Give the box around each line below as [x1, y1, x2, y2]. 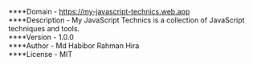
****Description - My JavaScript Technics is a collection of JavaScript [8, 15, 245, 25]
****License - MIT [8, 50, 73, 59]
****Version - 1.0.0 [8, 32, 75, 42]
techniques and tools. [8, 24, 80, 33]
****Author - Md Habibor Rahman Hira [8, 41, 140, 51]
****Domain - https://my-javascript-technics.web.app [8, 7, 190, 16]
